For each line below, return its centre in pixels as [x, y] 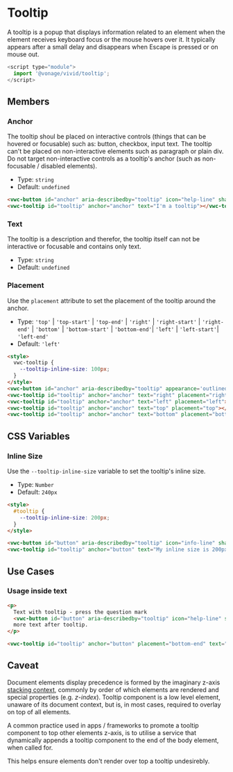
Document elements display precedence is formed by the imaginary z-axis [114, 682]
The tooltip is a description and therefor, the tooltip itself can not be [103, 239]
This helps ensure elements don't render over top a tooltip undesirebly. [109, 761]
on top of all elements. [39, 711]
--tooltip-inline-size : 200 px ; [65, 517]
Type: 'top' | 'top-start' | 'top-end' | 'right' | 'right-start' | [109, 321]
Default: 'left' [39, 344]
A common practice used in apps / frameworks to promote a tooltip [103, 725]
